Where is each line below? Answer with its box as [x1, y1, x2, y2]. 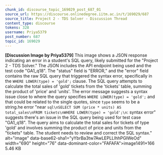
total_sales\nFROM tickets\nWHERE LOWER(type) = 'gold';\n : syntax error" [5, 109, 156, 115]
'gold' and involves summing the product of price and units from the [5, 125, 142, 131]
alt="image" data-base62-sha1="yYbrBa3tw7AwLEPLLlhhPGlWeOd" [5, 135, 142, 141]
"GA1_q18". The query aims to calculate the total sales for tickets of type [5, 119, 149, 125]
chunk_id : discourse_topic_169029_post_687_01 [5, 7, 101, 12]
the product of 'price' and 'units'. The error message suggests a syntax [5, 88, 148, 94]
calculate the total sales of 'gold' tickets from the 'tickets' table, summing [5, 83, 152, 89]
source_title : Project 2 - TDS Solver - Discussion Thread [5, 16, 127, 21]
